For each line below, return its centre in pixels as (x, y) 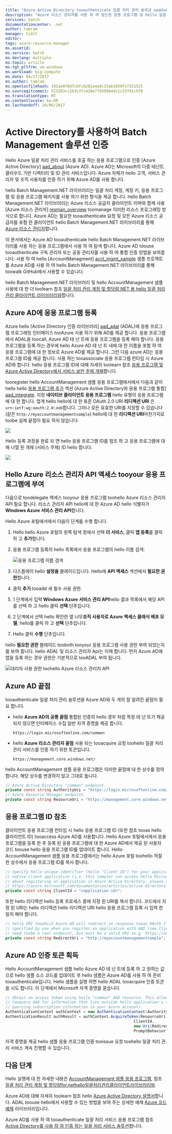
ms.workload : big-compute (33, 72)
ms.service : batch (25, 53)
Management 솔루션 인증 (57, 145)
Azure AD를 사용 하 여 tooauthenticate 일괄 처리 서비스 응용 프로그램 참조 (79, 1120)
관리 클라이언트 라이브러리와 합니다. (40, 296)
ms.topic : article (25, 62)
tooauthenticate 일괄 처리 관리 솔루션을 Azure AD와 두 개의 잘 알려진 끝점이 (81, 699)
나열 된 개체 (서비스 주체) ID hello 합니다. (51, 447)
